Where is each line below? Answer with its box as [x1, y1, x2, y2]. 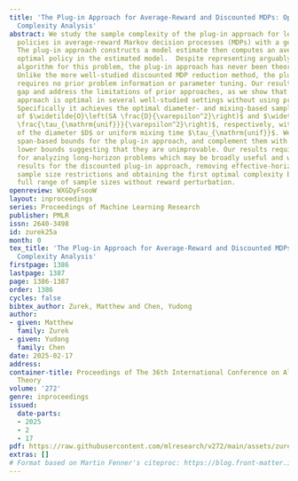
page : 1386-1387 [9, 277, 69, 286]
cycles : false [9, 294, 62, 303]
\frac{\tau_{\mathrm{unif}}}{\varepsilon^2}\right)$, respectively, [17, 121, 276, 130]
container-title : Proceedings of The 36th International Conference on [9, 367, 279, 377]
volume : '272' [9, 384, 62, 393]
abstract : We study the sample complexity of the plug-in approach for [9, 29, 279, 38]
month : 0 [9, 236, 42, 245]
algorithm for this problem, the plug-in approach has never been [17, 63, 268, 72]
